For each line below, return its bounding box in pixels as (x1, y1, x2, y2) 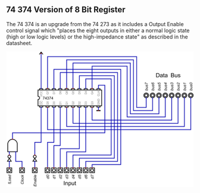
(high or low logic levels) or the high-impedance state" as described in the (6, 33, 189, 40)
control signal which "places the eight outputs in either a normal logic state (6, 27, 190, 34)
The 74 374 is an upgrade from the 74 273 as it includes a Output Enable (6, 20, 184, 27)
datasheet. (6, 39, 33, 46)
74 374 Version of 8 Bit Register (6, 5, 126, 15)
